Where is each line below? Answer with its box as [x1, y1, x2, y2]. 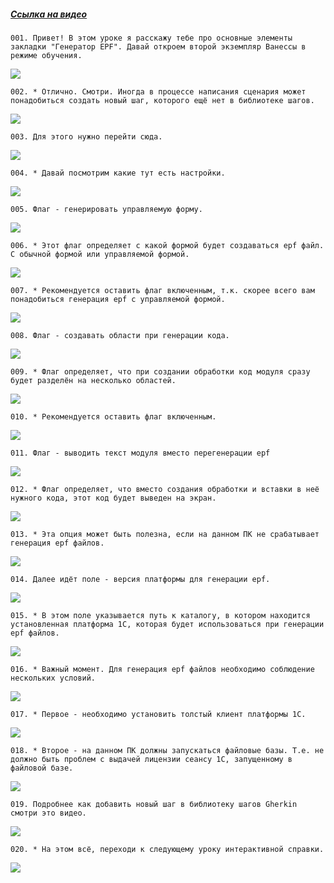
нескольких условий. [10, 673, 97, 683]
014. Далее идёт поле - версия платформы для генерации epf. [10, 574, 271, 584]
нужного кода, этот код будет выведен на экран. [10, 493, 217, 503]
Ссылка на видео [10, 8, 88, 20]
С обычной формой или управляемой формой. [10, 249, 190, 259]
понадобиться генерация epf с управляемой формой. [10, 294, 226, 304]
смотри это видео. [10, 808, 87, 818]
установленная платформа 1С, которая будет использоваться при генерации [10, 619, 325, 629]
